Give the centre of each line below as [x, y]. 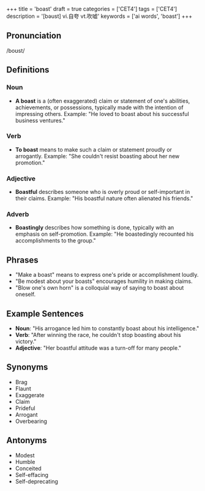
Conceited [28, 468]
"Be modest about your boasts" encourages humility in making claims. [104, 281]
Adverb [18, 214]
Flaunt [23, 389]
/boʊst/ [16, 50]
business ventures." [40, 120]
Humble [25, 462]
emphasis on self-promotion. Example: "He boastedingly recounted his [104, 234]
